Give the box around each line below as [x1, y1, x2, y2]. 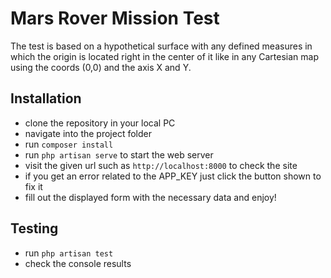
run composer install [24, 138, 114, 150]
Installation [10, 90, 82, 107]
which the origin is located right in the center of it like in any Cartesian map [10, 50, 320, 62]
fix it [24, 180, 43, 192]
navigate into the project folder [24, 127, 153, 139]
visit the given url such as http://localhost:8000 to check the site [24, 159, 298, 171]
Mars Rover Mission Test [10, 7, 220, 30]
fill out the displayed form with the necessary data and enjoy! [24, 191, 277, 203]
